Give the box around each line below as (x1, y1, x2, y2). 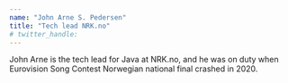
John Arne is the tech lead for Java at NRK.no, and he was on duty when (9, 54, 279, 65)
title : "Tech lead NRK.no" (9, 21, 111, 30)
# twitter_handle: (9, 29, 78, 38)
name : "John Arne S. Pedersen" (9, 12, 127, 22)
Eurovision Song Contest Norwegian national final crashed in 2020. (9, 63, 258, 74)
